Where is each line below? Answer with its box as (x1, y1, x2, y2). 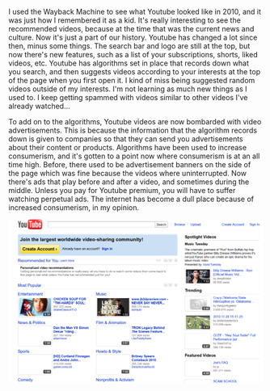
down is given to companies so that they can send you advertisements (8, 134, 244, 144)
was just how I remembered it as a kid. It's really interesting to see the (8, 15, 241, 25)
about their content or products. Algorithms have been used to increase (8, 143, 247, 152)
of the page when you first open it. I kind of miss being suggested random (8, 76, 255, 85)
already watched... (8, 101, 70, 111)
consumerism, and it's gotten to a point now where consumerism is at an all (8, 151, 260, 161)
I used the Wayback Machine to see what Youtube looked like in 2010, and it (8, 7, 261, 16)
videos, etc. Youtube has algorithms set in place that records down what (8, 58, 249, 68)
